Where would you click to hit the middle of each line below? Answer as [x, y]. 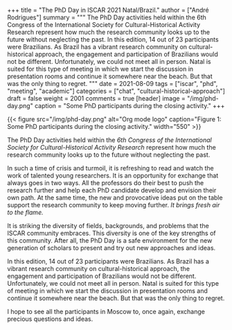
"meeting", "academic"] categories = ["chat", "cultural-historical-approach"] [116, 91]
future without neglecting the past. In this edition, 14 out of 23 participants [113, 40]
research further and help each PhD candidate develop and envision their [112, 190]
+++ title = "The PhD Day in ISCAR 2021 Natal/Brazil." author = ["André [108, 10]
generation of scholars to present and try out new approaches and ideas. [111, 248]
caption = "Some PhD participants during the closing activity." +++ [130, 106]
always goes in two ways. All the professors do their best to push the [106, 183]
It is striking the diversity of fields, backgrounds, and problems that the [108, 226]
